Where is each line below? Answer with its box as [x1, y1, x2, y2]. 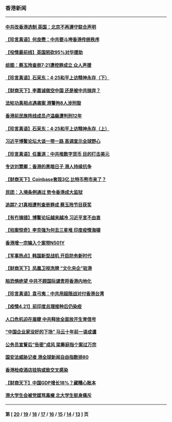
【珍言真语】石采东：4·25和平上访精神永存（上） [5, 125, 110, 131]
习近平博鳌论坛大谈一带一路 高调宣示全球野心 [5, 138, 101, 144]
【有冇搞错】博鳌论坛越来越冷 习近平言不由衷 [5, 214, 101, 220]
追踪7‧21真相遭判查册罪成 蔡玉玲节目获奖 [5, 202, 92, 208]
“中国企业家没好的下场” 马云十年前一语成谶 [5, 329, 97, 335]
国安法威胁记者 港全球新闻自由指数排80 [5, 354, 89, 360]
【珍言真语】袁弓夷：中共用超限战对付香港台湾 [5, 291, 104, 297]
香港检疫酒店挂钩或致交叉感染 [5, 367, 68, 373]
